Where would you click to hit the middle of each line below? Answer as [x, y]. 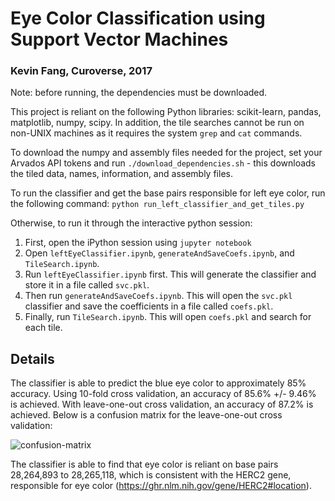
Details [32, 358]
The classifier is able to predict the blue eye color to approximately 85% [158, 383]
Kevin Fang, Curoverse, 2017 [81, 71]
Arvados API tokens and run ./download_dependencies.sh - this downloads [163, 163]
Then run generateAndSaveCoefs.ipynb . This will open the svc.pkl [158, 296]
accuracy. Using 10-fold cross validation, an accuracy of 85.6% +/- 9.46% [163, 394]
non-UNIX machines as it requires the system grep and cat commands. [156, 133]
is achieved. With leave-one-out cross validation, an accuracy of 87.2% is [162, 404]
